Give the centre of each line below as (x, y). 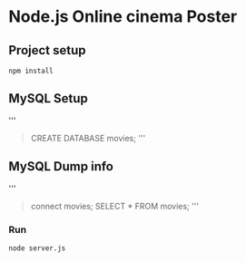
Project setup (48, 50)
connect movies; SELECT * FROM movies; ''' (115, 206)
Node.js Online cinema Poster (123, 17)
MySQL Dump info (61, 166)
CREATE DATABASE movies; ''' (88, 138)
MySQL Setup (48, 98)
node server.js (37, 248)
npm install (31, 71)
